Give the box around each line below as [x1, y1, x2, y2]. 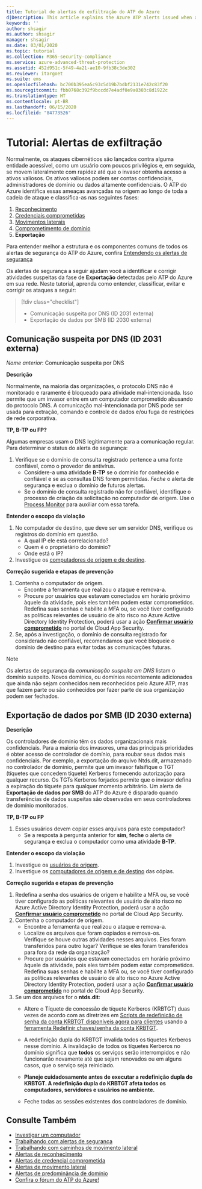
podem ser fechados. [6, 692, 60, 700]
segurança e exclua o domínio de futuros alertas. [23, 482, 145, 489]
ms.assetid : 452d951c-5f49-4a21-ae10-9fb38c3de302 [6, 64, 136, 71]
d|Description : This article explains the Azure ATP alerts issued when [6, 14, 192, 20]
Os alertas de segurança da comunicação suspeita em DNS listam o [6, 667, 176, 674]
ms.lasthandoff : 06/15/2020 [6, 104, 77, 110]
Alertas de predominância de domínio [14, 1170, 108, 1177]
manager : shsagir [6, 37, 50, 43]
